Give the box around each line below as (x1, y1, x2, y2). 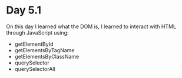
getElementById (14, 40, 54, 48)
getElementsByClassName (14, 53, 80, 60)
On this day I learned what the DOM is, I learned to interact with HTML (6, 23, 177, 30)
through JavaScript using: (6, 29, 69, 36)
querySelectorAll (14, 65, 55, 72)
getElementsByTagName (14, 46, 75, 53)
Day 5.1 (6, 4, 42, 17)
